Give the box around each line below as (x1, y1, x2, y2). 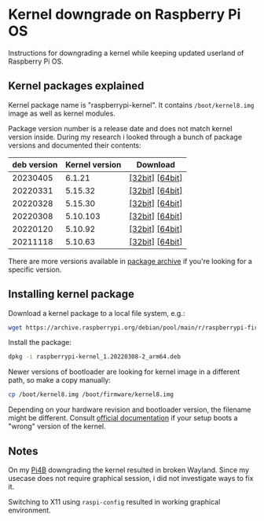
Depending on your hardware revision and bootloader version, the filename (8, 405, 251, 414)
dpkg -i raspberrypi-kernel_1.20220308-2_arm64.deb (8, 353, 181, 361)
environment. (8, 505, 51, 515)
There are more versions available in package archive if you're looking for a (8, 256, 253, 266)
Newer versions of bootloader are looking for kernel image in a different (8, 367, 240, 376)
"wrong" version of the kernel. (8, 422, 106, 431)
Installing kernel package (8, 288, 135, 301)
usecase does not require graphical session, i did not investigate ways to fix (8, 474, 254, 482)
